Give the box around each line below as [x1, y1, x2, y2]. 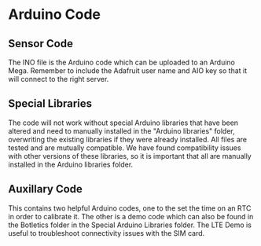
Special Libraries [8, 97, 93, 111]
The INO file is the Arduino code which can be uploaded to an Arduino [8, 57, 236, 67]
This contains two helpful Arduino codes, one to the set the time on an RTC [8, 203, 252, 213]
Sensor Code [8, 37, 73, 50]
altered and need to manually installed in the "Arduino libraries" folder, [8, 126, 236, 135]
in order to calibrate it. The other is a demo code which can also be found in [8, 211, 254, 221]
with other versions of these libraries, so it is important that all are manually [8, 151, 252, 160]
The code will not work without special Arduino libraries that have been [8, 118, 238, 127]
